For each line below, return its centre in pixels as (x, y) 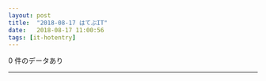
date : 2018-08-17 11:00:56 (56, 30)
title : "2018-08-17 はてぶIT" (58, 23)
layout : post (30, 15)
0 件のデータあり (36, 61)
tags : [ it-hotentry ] (42, 37)
